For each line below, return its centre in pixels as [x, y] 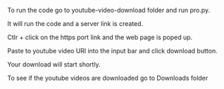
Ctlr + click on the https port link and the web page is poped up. [100, 37]
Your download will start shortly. [54, 64]
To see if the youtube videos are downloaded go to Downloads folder [108, 78]
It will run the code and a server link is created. [75, 23]
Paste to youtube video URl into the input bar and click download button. [112, 51]
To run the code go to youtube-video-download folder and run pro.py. [109, 10]
